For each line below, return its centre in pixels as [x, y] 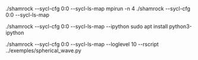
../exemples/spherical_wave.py [43, 50]
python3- [180, 26]
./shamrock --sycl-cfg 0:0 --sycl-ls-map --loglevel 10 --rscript [82, 44]
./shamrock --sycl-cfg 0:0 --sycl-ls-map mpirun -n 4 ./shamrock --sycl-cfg [98, 9]
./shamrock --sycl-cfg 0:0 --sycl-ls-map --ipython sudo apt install [87, 26]
